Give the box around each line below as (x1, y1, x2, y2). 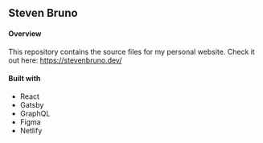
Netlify (19, 125, 43, 135)
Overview (8, 28, 42, 39)
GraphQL (19, 108, 51, 118)
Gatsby (19, 100, 44, 109)
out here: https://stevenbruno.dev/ (8, 55, 122, 65)
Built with (8, 74, 41, 84)
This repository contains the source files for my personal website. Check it (8, 47, 255, 56)
